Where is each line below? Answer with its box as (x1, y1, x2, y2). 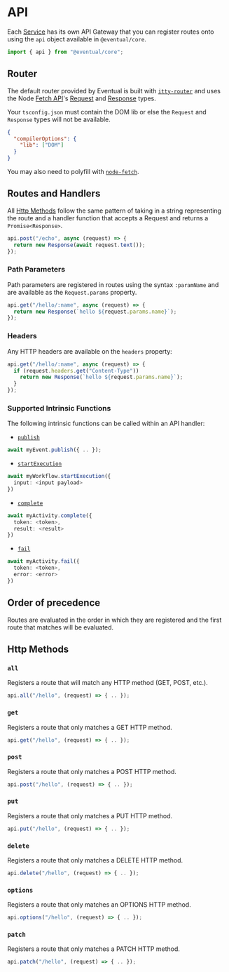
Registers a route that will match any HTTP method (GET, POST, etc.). (7, 679, 208, 687)
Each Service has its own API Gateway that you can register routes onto (7, 27, 214, 36)
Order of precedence (7, 597, 101, 609)
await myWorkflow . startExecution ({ (7, 473, 111, 480)
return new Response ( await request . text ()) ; (13, 241, 146, 248)
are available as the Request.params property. (7, 288, 137, 296)
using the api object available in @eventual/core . (7, 34, 147, 43)
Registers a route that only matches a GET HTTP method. (7, 723, 173, 731)
